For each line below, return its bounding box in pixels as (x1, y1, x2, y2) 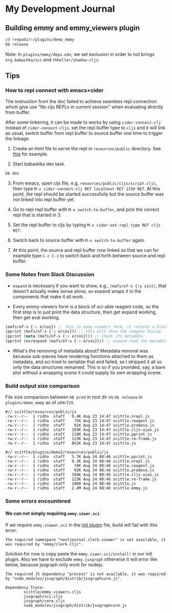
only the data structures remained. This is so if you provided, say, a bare (12, 364, 165, 370)
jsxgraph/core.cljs (24, 598, 66, 603)
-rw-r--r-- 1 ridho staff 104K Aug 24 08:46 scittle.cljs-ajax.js (5, 472, 159, 478)
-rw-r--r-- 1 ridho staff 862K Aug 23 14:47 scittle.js (5, 441, 137, 446)
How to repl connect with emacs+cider (5, 87, 104, 94)
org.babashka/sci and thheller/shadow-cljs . (5, 56, 100, 63)
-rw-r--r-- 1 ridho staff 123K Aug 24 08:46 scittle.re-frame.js (5, 477, 157, 482)
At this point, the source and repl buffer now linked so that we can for (12, 247, 159, 253)
